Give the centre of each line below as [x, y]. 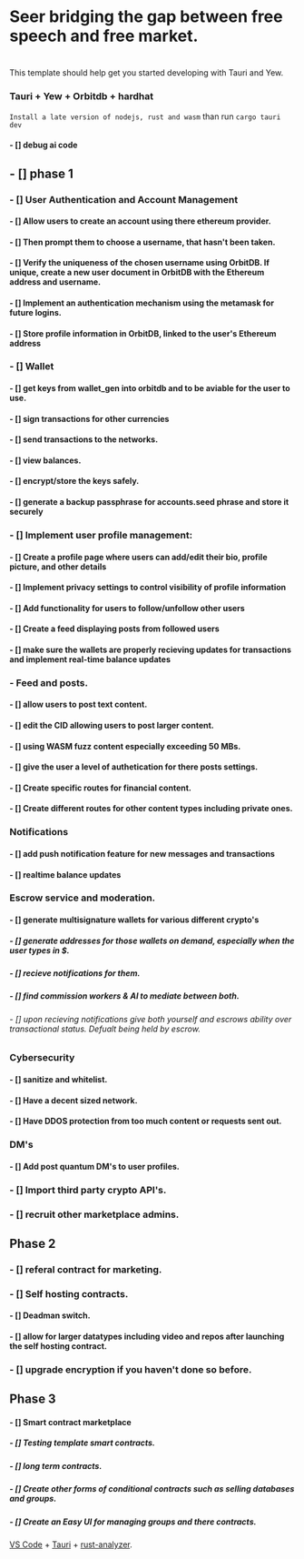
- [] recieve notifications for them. [75, 973]
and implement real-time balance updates [90, 659]
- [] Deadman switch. [50, 1315]
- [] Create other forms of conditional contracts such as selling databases [152, 1489]
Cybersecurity [42, 1058]
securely [26, 512]
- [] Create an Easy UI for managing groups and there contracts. [133, 1522]
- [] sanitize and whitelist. [59, 1079]
